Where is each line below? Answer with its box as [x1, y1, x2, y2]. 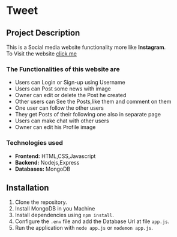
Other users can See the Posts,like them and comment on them [14, 98, 172, 106]
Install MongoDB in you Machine [14, 205, 95, 212]
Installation [6, 182, 49, 193]
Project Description [6, 28, 80, 38]
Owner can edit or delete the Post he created [14, 92, 127, 99]
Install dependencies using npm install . [14, 212, 114, 219]
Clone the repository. [14, 198, 67, 206]
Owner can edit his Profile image [14, 124, 96, 131]
